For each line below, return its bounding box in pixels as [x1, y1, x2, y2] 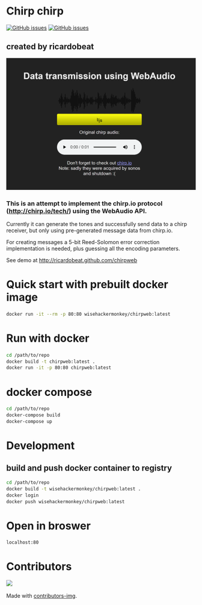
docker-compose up [6, 419, 52, 425]
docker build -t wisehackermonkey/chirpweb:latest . [6, 486, 141, 492]
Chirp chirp [6, 4, 64, 18]
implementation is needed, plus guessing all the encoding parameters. [6, 245, 180, 252]
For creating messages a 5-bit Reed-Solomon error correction [6, 238, 160, 245]
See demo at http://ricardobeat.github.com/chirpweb [6, 256, 138, 263]
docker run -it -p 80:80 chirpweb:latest [6, 365, 112, 371]
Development [6, 439, 75, 453]
